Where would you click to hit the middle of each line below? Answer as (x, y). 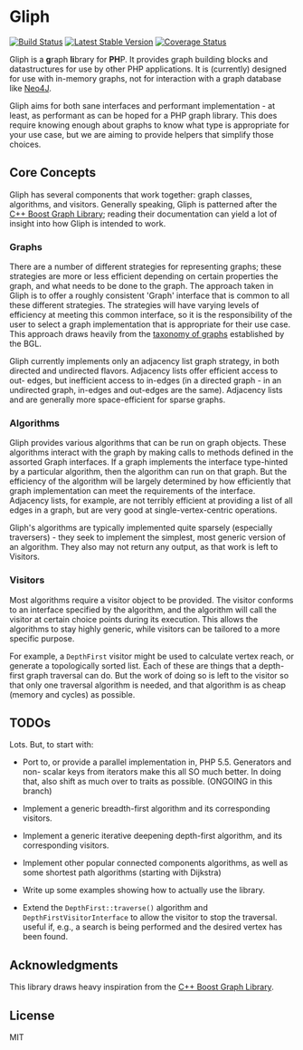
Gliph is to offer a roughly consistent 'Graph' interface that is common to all (149, 295)
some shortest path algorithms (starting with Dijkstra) (122, 872)
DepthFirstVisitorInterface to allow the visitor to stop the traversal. (150, 918)
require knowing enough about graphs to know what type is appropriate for (149, 125)
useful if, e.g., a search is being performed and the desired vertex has (152, 927)
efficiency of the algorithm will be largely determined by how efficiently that (150, 481)
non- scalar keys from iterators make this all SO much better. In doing (152, 772)
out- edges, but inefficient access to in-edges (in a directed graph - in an (146, 381)
